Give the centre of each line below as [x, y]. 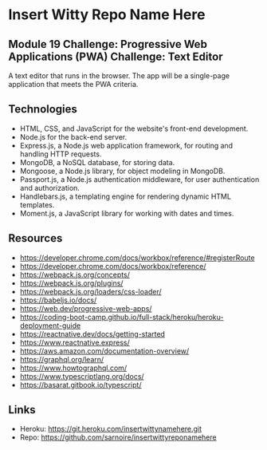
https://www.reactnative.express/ [75, 342]
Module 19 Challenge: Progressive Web [108, 44]
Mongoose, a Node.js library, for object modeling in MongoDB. [122, 171]
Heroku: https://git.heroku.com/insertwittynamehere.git [110, 429]
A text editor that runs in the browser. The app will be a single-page [119, 76]
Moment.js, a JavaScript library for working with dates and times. [127, 213]
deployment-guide [50, 326]
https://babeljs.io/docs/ [58, 300]
